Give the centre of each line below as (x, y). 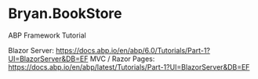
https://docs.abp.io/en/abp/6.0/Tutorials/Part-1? (133, 50)
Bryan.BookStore (65, 14)
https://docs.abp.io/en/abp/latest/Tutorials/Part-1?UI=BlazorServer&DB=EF (129, 66)
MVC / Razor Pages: (122, 59)
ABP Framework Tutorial (47, 35)
